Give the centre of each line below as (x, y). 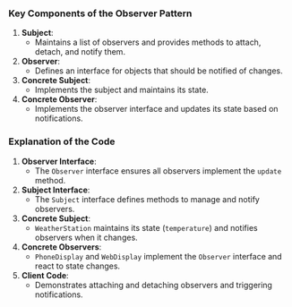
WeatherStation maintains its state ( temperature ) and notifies (146, 227)
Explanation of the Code (62, 141)
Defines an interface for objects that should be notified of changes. (159, 71)
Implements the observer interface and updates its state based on (156, 109)
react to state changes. (77, 266)
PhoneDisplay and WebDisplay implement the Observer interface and (159, 256)
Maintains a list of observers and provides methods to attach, (148, 42)
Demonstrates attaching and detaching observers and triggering (153, 285)
